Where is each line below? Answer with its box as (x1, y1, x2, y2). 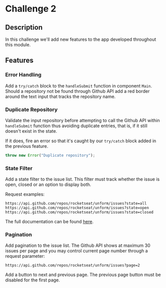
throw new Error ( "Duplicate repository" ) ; (5, 153, 95, 158)
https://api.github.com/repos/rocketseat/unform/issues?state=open (5, 206, 149, 211)
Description (5, 23, 43, 32)
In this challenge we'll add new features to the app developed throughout (5, 36, 156, 42)
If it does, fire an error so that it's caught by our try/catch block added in (5, 138, 156, 144)
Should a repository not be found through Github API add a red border (5, 88, 150, 94)
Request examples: (5, 191, 45, 198)
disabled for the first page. (5, 277, 60, 283)
